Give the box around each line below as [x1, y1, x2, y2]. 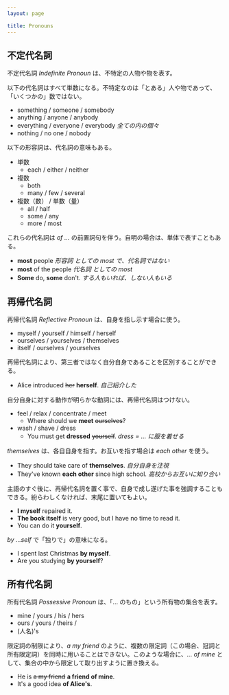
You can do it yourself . [16, 521, 82, 529]
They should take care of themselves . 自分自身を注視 [16, 462, 169, 470]
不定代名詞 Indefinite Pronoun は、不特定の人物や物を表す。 [7, 69, 176, 78]
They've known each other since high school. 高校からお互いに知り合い [16, 470, 221, 478]
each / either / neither [27, 166, 89, 174]
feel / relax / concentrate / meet [16, 409, 107, 418]
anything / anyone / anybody [16, 113, 99, 122]
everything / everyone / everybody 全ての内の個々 [16, 122, 159, 130]
